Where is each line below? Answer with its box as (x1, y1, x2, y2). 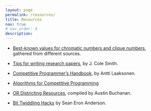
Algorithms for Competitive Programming (12, 80, 99, 86)
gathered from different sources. (12, 50, 81, 57)
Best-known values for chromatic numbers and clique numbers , (12, 45, 146, 51)
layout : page (5, 7, 33, 13)
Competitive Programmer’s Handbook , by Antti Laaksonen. (12, 70, 136, 76)
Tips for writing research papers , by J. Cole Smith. (12, 61, 118, 66)
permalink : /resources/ (5, 12, 56, 17)
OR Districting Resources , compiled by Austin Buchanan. (12, 90, 132, 96)
